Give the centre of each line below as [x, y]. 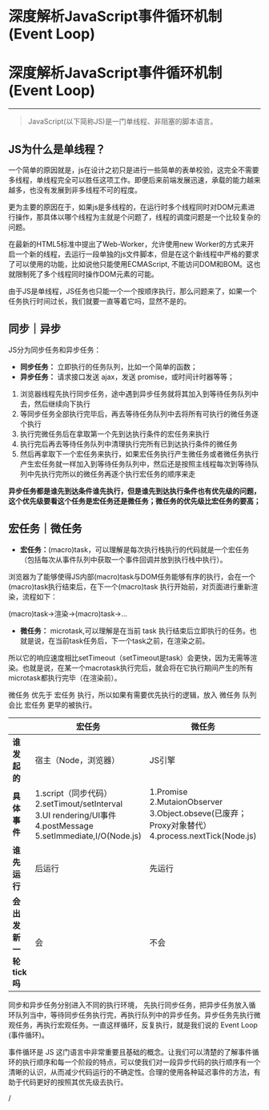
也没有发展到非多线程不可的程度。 [85, 190]
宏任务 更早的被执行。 [60, 704]
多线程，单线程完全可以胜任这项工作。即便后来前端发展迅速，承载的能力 [127, 180]
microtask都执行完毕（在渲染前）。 [65, 677]
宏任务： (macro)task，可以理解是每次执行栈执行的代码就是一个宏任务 [134, 549]
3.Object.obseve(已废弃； [198, 813]
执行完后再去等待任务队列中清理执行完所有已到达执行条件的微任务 [128, 444]
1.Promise [169, 792]
